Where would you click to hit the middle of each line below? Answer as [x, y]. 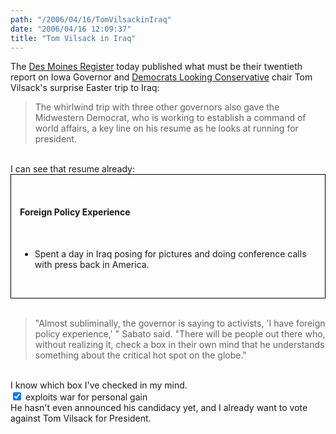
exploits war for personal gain [86, 397]
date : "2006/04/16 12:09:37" [71, 29]
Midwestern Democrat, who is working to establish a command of [170, 118]
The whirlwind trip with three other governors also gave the [157, 107]
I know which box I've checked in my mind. [99, 385]
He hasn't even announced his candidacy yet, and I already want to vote [159, 407]
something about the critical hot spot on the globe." [140, 355]
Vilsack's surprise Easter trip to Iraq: [85, 88]
